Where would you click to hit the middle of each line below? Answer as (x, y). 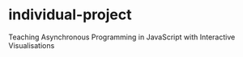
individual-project (70, 15)
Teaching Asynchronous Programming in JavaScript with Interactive (122, 37)
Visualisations (32, 45)
